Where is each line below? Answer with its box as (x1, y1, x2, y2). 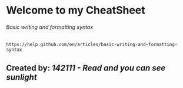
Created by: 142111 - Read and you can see (6, 63, 166, 73)
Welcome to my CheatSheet (6, 4, 145, 17)
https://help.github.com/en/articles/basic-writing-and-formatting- (6, 42, 178, 48)
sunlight (6, 72, 37, 82)
